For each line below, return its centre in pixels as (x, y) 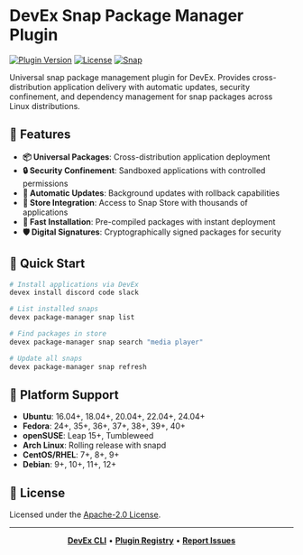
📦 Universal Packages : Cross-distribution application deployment (146, 157)
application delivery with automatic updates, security (152, 87)
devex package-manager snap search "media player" (106, 342)
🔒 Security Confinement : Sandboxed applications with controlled (144, 170)
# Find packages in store (58, 334)
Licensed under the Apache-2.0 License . (85, 514)
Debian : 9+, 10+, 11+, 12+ (69, 465)
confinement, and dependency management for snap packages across (141, 97)
